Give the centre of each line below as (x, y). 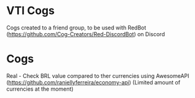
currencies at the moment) (40, 89)
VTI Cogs (31, 11)
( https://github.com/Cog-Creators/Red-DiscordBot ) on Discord (86, 34)
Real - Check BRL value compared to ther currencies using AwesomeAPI (98, 76)
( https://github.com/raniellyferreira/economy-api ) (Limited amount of (94, 82)
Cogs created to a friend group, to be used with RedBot (76, 28)
